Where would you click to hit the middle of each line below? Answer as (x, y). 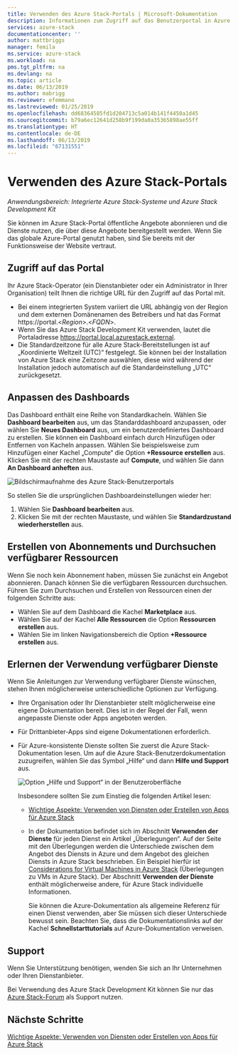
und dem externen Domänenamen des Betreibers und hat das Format (119, 314)
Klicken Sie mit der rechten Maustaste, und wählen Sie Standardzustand (124, 516)
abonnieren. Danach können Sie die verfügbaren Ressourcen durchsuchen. (118, 583)
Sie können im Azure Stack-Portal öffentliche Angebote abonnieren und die (117, 223)
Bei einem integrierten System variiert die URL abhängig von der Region (123, 307)
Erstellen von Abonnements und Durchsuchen (112, 547)
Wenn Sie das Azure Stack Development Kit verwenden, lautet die (114, 330)
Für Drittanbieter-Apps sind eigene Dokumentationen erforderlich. (114, 732)
